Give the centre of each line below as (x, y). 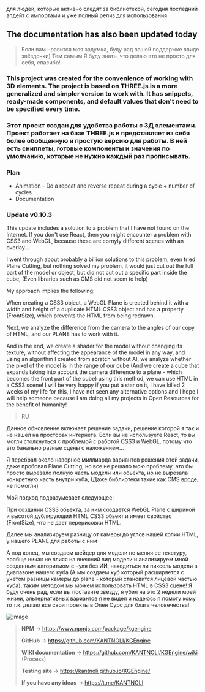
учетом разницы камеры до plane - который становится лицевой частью (102, 579)
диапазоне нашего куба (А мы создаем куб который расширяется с (95, 572)
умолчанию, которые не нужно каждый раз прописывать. (99, 156)
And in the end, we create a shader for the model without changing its (94, 346)
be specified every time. (43, 108)
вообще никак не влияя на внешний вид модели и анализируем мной (97, 560)
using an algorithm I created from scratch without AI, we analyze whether (99, 359)
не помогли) (22, 486)
